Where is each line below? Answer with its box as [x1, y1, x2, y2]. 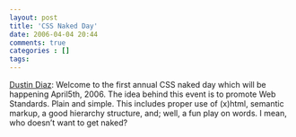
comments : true [9, 38, 66, 47]
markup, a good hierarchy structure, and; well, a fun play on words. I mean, [9, 108, 287, 118]
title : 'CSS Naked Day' [9, 21, 99, 30]
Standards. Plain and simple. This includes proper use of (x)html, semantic [9, 98, 284, 108]
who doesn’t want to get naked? [9, 117, 128, 128]
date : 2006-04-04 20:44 [9, 30, 99, 39]
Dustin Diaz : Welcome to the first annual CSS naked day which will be [9, 80, 266, 90]
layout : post [9, 13, 58, 22]
